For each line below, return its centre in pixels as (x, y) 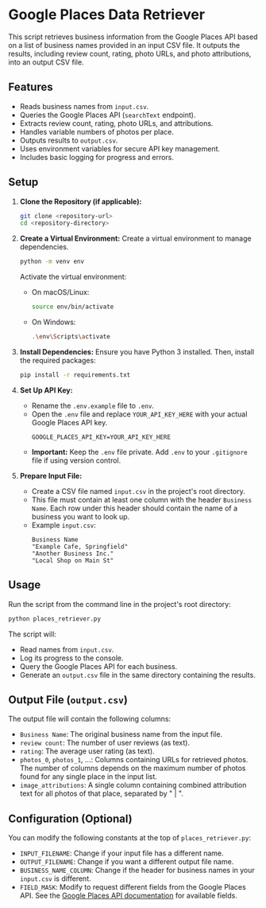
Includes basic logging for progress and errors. (97, 157)
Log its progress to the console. (72, 658)
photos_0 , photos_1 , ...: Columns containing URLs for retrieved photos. (134, 760)
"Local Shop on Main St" (73, 560)
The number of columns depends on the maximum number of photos (133, 768)
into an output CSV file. (46, 62)
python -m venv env (52, 262)
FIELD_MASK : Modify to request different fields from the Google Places (133, 887)
